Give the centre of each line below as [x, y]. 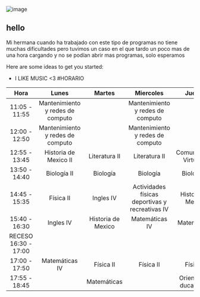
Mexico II [60, 160]
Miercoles [149, 93]
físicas [149, 194]
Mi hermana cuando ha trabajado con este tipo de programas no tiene [92, 42]
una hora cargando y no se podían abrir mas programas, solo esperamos [96, 55]
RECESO [21, 236]
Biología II [60, 173]
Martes [104, 93]
